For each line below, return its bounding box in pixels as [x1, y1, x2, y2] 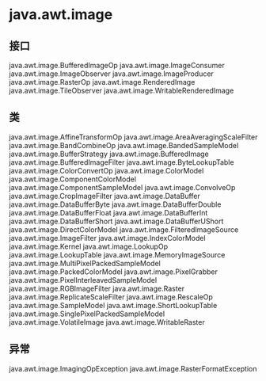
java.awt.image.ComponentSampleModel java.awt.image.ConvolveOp [9, 182, 236, 192]
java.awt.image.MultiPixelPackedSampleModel [9, 258, 161, 268]
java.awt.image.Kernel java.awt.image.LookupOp [9, 242, 169, 251]
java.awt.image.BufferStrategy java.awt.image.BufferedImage [9, 149, 209, 158]
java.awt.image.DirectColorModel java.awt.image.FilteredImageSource [9, 224, 239, 234]
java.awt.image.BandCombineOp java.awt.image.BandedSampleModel [9, 140, 239, 150]
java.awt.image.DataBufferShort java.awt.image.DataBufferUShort [9, 216, 224, 226]
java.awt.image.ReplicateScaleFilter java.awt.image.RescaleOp [9, 291, 213, 302]
